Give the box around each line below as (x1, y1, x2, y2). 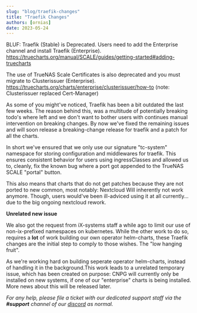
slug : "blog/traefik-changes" (6, 8, 81, 15)
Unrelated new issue (6, 210, 58, 217)
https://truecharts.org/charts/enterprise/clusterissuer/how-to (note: (6, 83, 170, 91)
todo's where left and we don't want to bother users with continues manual (6, 114, 188, 121)
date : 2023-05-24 (6, 25, 49, 31)
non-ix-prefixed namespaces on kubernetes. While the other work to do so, (6, 228, 189, 235)
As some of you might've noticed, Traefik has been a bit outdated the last (6, 101, 184, 109)
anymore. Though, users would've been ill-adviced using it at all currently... (6, 193, 189, 200)
